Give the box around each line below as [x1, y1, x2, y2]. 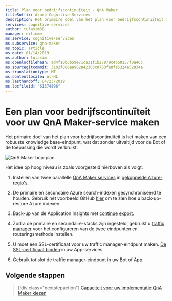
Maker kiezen [17, 290, 47, 296]
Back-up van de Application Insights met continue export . [12, 210, 135, 217]
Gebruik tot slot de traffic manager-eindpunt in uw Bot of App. [12, 256, 144, 263]
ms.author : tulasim [5, 55, 47, 60]
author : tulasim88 [5, 27, 45, 32]
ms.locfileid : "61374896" [5, 83, 60, 89]
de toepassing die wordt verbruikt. [5, 144, 78, 150]
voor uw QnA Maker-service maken [5, 116, 160, 128]
